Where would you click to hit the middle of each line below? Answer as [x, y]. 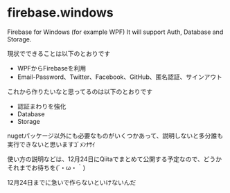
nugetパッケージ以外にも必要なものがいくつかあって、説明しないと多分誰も [115, 136]
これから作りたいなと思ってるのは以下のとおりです [80, 91]
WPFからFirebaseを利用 [52, 68]
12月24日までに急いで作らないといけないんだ [72, 182]
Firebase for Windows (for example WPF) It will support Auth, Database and [115, 32]
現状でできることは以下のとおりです [59, 53]
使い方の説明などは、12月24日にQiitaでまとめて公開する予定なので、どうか [115, 159]
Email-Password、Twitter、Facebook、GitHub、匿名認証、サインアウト [120, 77]
